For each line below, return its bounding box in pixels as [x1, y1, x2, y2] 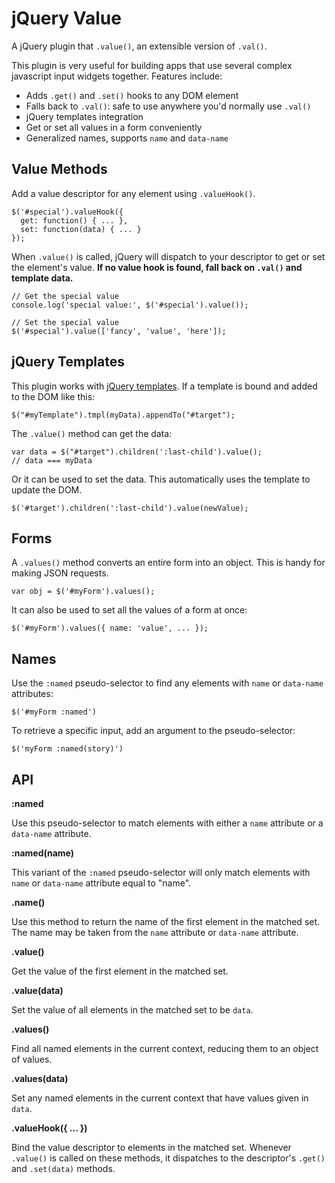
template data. [11, 272, 74, 284]
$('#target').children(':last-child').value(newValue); [11, 503, 249, 513]
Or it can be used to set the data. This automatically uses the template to [11, 473, 311, 485]
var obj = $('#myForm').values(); [11, 587, 156, 597]
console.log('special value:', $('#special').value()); [11, 300, 249, 310]
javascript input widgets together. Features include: [11, 70, 223, 82]
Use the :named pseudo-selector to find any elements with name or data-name [11, 677, 324, 689]
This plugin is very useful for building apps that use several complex [11, 59, 293, 71]
